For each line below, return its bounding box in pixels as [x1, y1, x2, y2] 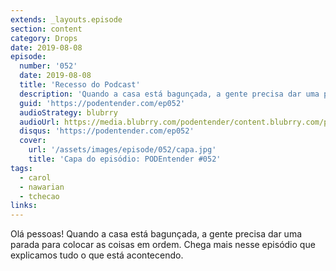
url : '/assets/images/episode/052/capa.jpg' [28, 145, 217, 155]
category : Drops [10, 33, 78, 43]
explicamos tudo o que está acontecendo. [10, 249, 184, 261]
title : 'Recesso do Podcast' [19, 80, 141, 90]
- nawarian [19, 182, 65, 192]
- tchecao [19, 191, 60, 201]
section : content [10, 24, 83, 34]
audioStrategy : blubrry [19, 107, 118, 118]
